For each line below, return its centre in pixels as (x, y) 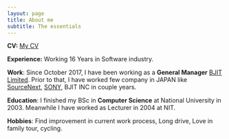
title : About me (30, 20)
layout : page (26, 13)
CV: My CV (23, 46)
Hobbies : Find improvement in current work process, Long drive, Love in (110, 121)
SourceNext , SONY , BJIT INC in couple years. (72, 87)
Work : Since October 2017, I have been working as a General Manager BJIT (115, 72)
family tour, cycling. (35, 129)
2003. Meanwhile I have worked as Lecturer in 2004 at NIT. (91, 108)
